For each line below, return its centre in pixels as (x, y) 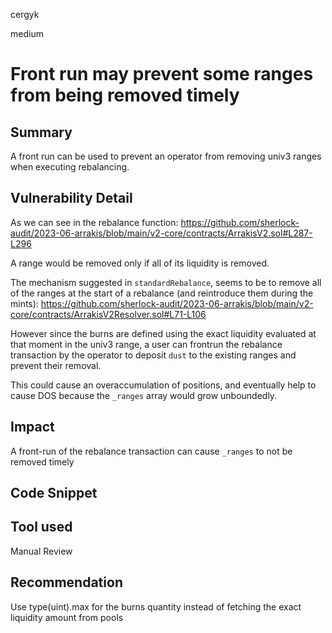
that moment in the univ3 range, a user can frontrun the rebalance (146, 344)
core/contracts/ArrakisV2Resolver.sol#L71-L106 (108, 314)
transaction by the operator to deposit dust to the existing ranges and (153, 355)
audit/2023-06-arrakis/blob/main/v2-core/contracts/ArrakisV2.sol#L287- (161, 233)
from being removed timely (125, 95)
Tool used (41, 527)
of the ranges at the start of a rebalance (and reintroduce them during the (162, 293)
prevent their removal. (56, 365)
